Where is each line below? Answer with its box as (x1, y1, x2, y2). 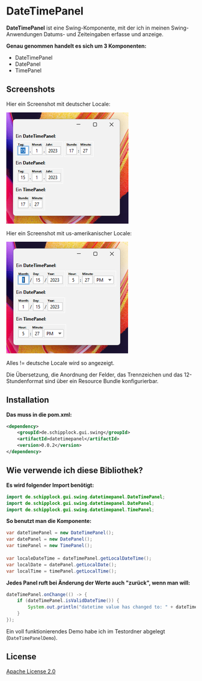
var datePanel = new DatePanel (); (6, 536, 93, 542)
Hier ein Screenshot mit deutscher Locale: (6, 100, 111, 107)
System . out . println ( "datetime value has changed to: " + (28, 604, 173, 610)
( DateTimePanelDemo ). (6, 634, 58, 641)
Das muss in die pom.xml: (6, 411, 72, 418)
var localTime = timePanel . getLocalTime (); (6, 568, 117, 574)
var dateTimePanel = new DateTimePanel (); (6, 530, 114, 536)
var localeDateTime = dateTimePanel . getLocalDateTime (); (6, 555, 152, 562)
